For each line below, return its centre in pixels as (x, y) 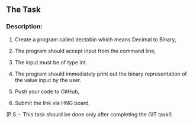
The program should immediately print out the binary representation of (101, 74)
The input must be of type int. (51, 62)
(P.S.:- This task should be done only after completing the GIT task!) (89, 114)
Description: (24, 27)
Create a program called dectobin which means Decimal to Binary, (95, 39)
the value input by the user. (48, 80)
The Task (24, 10)
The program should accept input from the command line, (85, 51)
